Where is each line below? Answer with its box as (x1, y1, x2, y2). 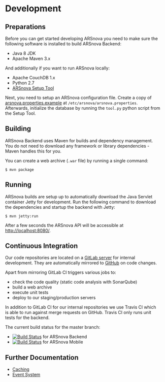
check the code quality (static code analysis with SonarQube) (12, 279, 137, 285)
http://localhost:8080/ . (5, 227, 51, 233)
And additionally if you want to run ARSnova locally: (5, 65, 110, 71)
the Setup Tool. (5, 110, 36, 116)
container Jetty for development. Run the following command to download (5, 199, 156, 205)
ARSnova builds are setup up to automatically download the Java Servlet (5, 193, 153, 199)
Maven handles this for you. (5, 148, 62, 154)
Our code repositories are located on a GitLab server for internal (5, 255, 135, 261)
